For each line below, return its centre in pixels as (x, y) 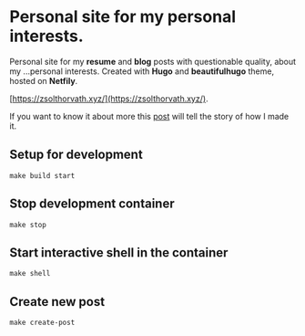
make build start (42, 175)
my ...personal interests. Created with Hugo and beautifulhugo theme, (142, 71)
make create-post (42, 323)
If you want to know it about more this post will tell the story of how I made (149, 116)
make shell (30, 274)
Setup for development (76, 155)
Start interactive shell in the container (119, 252)
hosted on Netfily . (44, 80)
